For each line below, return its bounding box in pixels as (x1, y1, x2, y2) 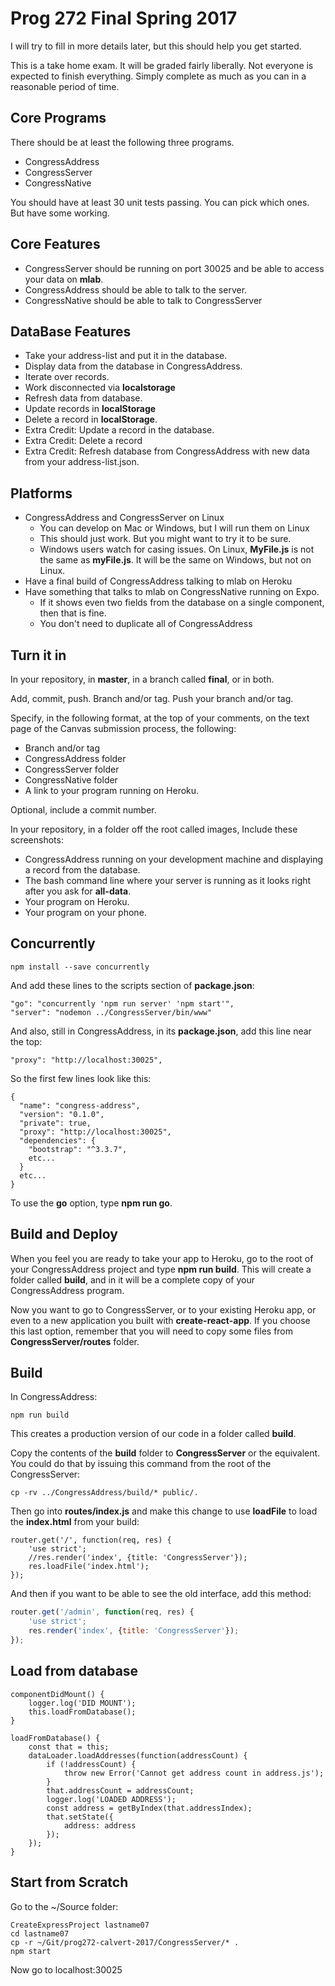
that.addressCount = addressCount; (46, 1785, 195, 1796)
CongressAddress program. (10, 1284, 125, 1296)
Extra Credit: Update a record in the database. (24, 424, 215, 436)
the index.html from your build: (10, 1516, 140, 1528)
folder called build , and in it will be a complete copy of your (10, 1273, 255, 1286)
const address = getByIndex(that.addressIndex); (46, 1803, 253, 1813)
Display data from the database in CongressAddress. (24, 360, 243, 372)
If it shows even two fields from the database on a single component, (39, 597, 325, 609)
